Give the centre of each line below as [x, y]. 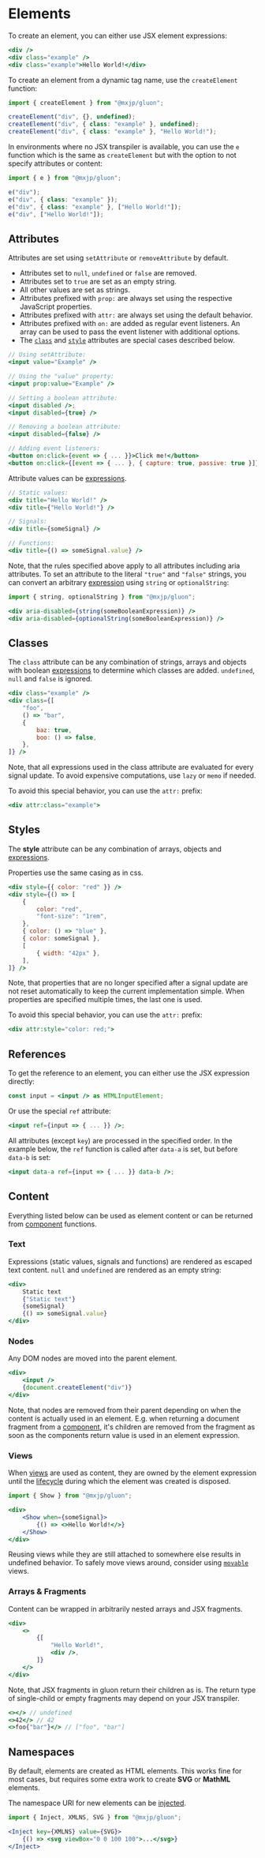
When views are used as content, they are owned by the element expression [132, 1473]
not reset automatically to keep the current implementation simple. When [127, 991]
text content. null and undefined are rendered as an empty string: [115, 1270]
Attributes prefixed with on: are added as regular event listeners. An [130, 324]
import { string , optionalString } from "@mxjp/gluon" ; [102, 597]
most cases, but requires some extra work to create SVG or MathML [119, 1779]
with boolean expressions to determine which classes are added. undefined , [131, 670]
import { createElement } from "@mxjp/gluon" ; [86, 103]
